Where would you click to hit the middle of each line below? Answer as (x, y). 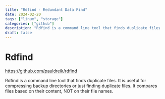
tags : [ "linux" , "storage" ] (34, 19)
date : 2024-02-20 (23, 14)
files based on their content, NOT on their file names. (59, 91)
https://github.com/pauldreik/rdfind (41, 71)
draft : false (19, 33)
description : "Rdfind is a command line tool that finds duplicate (76, 28)
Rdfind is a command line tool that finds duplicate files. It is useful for (76, 80)
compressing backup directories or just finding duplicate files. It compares (81, 86)
